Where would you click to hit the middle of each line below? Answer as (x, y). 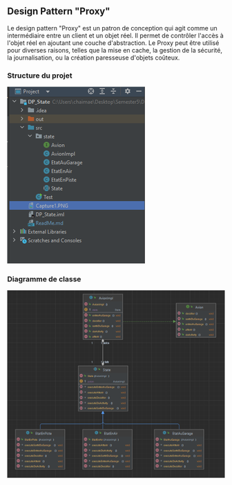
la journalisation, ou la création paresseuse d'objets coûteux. (94, 58)
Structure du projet (40, 76)
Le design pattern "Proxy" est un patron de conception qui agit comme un (112, 28)
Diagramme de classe (44, 279)
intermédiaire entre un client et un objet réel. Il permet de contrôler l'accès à (115, 35)
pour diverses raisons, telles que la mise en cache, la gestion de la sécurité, (115, 50)
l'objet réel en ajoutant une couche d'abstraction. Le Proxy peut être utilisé (113, 43)
